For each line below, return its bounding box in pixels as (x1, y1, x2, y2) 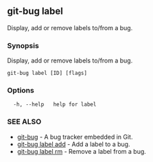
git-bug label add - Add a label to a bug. (16, 140, 130, 148)
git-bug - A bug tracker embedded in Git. (16, 132, 133, 141)
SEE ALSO (7, 117, 42, 126)
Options (7, 86, 34, 95)
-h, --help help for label (13, 101, 97, 108)
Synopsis (7, 40, 39, 50)
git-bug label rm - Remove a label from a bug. (16, 147, 146, 155)
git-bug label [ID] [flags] (7, 70, 88, 77)
